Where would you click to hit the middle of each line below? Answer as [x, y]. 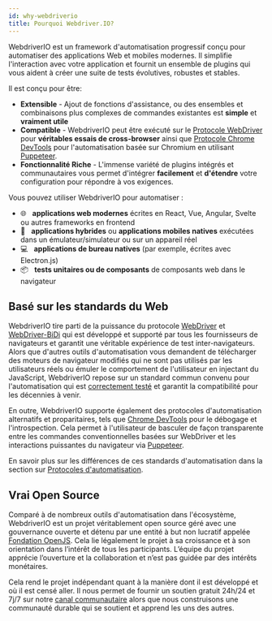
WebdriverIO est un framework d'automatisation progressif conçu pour [127, 46]
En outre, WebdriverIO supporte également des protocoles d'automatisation [135, 411]
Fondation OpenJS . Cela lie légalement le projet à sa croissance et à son [130, 541]
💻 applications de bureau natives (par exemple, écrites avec [125, 248]
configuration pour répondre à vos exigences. [97, 181]
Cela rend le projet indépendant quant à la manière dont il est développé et [133, 582]
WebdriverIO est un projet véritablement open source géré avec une [123, 524]
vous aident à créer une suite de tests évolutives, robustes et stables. [124, 72]
